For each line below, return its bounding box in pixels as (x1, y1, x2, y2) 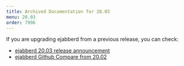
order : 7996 (6, 19, 36, 25)
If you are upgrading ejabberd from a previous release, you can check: (6, 36, 179, 43)
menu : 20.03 (6, 14, 36, 20)
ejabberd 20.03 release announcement (14, 47, 110, 54)
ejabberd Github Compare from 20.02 (14, 54, 107, 61)
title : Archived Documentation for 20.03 (6, 8, 110, 15)
